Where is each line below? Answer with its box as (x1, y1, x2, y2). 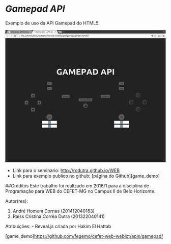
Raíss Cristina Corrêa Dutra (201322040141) (12, 213, 105, 219)
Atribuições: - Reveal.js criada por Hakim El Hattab (5, 223, 111, 230)
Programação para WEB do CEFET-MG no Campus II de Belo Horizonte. (5, 188, 156, 194)
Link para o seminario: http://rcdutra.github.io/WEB (12, 167, 120, 174)
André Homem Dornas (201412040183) (12, 208, 95, 214)
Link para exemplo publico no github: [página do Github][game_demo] (12, 173, 160, 179)
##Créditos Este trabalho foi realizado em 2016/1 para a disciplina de (5, 183, 150, 189)
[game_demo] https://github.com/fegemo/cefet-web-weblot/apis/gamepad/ (5, 233, 163, 239)
